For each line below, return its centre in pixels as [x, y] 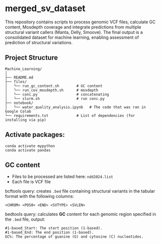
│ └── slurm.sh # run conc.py [55, 98]
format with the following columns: [39, 196]
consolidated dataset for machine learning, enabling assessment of [72, 37]
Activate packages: [35, 135]
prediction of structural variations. [39, 42]
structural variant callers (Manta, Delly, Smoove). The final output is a [74, 32]
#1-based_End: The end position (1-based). [50, 233]
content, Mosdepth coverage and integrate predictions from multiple [73, 27]
